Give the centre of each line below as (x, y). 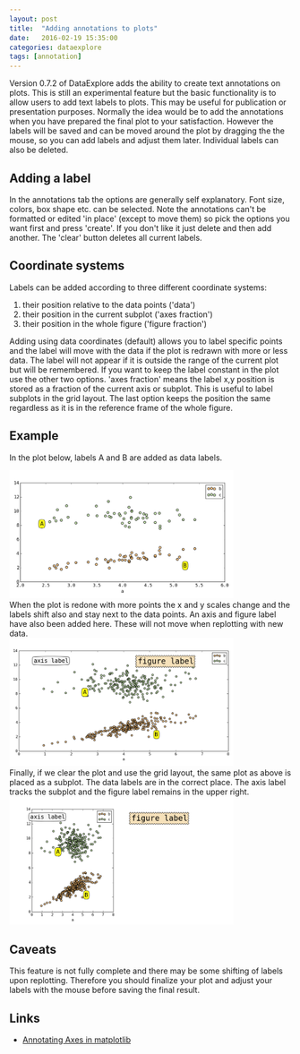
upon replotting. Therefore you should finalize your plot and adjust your (141, 981)
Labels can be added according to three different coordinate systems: (138, 287)
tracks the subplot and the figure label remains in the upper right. (129, 792)
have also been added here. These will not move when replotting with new (146, 623)
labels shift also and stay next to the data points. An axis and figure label (143, 614)
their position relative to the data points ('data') (109, 304)
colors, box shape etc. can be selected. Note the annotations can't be (138, 209)
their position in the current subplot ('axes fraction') (117, 314)
